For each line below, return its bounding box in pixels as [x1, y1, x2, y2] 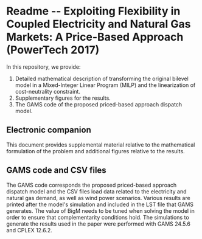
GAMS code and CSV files [6, 165, 106, 176]
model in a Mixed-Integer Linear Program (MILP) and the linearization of [15, 81, 196, 89]
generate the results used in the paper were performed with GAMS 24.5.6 [6, 220, 190, 227]
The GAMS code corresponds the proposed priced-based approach [6, 181, 177, 189]
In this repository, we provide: [6, 63, 81, 71]
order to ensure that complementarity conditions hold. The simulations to [6, 213, 190, 221]
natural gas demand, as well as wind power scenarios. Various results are [6, 194, 190, 201]
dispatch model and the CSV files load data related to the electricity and [6, 187, 187, 195]
